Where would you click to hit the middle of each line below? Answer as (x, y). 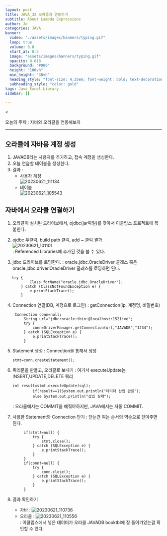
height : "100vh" (26, 70)
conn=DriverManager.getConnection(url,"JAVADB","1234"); (93, 328)
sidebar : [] (17, 93)
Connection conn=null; (38, 315)
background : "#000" (30, 65)
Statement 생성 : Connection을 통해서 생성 (54, 351)
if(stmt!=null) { (42, 433)
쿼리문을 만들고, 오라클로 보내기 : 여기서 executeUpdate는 (69, 370)
